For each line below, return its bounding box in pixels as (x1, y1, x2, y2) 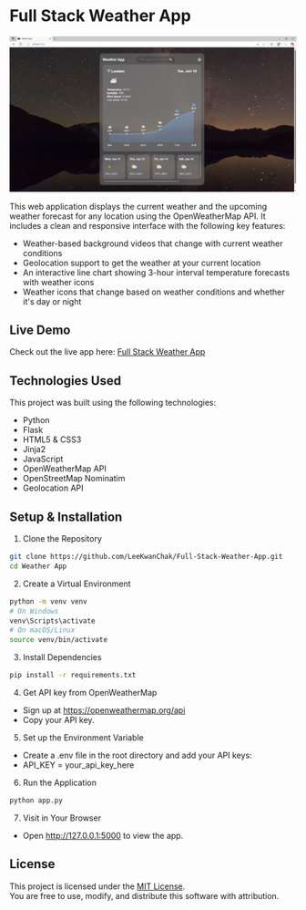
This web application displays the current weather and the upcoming (9, 201, 268, 212)
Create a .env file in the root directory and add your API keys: (22, 750, 252, 761)
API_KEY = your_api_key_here (22, 760, 135, 770)
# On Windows (9, 606, 59, 615)
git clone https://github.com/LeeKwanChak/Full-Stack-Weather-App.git (9, 553, 283, 562)
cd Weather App (9, 562, 67, 571)
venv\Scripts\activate (9, 616, 96, 626)
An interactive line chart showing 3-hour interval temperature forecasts (22, 266, 290, 278)
